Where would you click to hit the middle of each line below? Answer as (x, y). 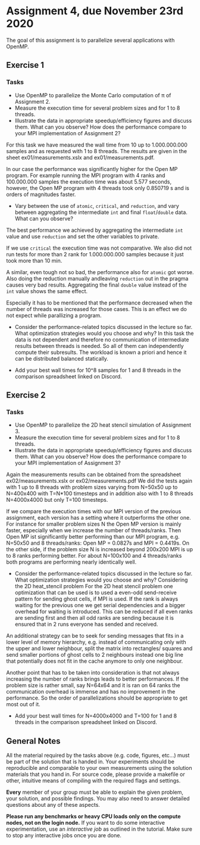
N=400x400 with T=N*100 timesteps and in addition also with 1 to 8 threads (100, 493)
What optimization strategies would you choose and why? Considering (101, 580)
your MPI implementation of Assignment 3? (68, 463)
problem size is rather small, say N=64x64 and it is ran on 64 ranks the (93, 685)
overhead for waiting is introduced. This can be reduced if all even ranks (104, 611)
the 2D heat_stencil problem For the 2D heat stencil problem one (94, 586)
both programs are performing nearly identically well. (71, 562)
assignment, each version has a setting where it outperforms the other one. (99, 518)
